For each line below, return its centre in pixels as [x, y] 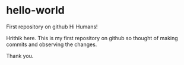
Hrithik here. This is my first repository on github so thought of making [92, 38]
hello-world [36, 10]
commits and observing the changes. [52, 44]
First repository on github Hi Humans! [52, 27]
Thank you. [20, 56]
